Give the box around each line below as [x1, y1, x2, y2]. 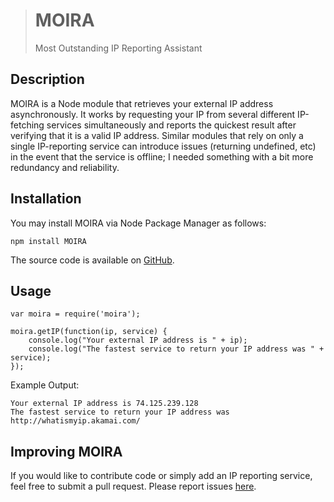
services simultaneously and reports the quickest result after [46, 119, 297, 131]
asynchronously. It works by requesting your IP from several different [10, 108, 296, 120]
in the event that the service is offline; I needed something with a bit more [10, 150, 314, 163]
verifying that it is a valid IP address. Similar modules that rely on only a [10, 129, 304, 141]
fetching [10, 119, 45, 131]
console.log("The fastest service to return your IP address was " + [28, 344, 325, 354]
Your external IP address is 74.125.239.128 [10, 399, 199, 409]
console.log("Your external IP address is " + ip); [28, 335, 248, 346]
